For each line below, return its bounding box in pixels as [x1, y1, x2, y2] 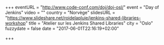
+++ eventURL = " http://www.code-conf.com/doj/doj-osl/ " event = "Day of [5, 4, 160, 10]
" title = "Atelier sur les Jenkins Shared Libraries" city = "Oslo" [25, 20, 153, 26]
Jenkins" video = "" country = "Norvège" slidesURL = [5, 9, 116, 15]
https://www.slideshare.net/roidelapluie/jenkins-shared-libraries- [7, 15, 141, 20]
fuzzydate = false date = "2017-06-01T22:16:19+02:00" [5, 25, 119, 31]
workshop [5, 20, 26, 26]
